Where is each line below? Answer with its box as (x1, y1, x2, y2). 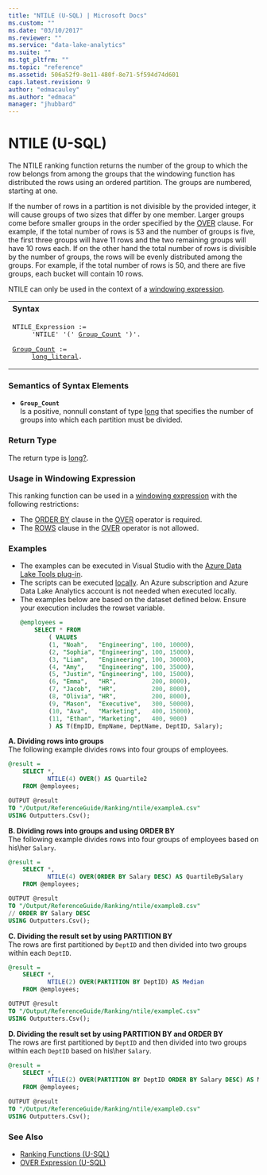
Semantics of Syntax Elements (8, 380, 130, 391)
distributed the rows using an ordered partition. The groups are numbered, (8, 178, 253, 187)
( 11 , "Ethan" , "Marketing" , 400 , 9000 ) (48, 714, 188, 723)
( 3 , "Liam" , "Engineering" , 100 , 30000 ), (48, 655, 195, 663)
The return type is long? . (8, 453, 89, 462)
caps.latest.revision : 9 (8, 78, 91, 86)
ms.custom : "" (8, 19, 56, 27)
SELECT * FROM (34, 626, 81, 634)
